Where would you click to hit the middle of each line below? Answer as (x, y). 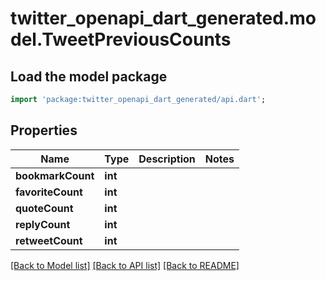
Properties (44, 130)
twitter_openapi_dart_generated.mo (163, 18)
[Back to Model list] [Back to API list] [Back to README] (125, 265)
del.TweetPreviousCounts (121, 39)
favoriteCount (49, 192)
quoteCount (44, 208)
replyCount (43, 224)
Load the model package (89, 76)
